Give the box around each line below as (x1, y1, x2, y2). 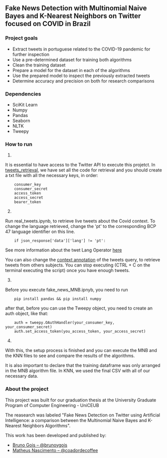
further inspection (12, 51, 50, 57)
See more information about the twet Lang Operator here (5, 247, 122, 253)
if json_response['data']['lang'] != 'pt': (14, 238, 106, 243)
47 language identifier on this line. (5, 228, 75, 234)
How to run (5, 140, 32, 147)
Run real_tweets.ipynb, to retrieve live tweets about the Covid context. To (5, 218, 156, 224)
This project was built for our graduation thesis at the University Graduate (5, 397, 157, 403)
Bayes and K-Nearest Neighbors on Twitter (5, 12, 141, 20)
